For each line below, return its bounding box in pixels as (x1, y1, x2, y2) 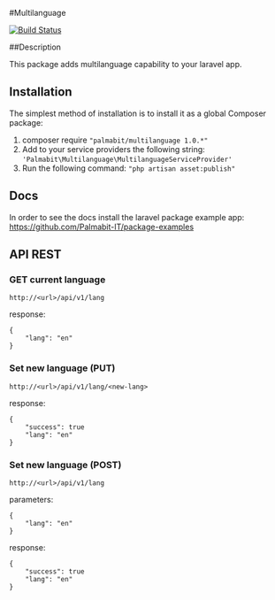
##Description (9, 42, 62, 52)
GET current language (9, 273, 106, 286)
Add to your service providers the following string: (21, 143, 205, 154)
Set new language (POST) (9, 458, 122, 471)
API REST (9, 247, 62, 262)
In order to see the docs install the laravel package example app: (9, 212, 245, 222)
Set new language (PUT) (9, 362, 116, 374)
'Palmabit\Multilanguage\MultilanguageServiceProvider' (21, 155, 233, 164)
